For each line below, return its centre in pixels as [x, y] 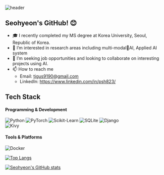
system [20, 53]
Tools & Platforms [24, 137]
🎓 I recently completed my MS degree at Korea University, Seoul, [80, 35]
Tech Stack [23, 97]
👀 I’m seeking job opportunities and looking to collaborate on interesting [86, 58]
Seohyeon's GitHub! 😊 [41, 23]
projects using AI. [30, 63]
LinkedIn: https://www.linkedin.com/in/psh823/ [68, 81]
